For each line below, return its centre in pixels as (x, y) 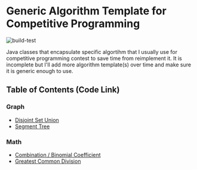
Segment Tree (32, 126)
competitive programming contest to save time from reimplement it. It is (94, 58)
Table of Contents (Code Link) (63, 90)
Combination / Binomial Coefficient (58, 154)
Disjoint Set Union (37, 120)
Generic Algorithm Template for (87, 11)
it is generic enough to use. (40, 71)
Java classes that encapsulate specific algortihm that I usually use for (92, 51)
